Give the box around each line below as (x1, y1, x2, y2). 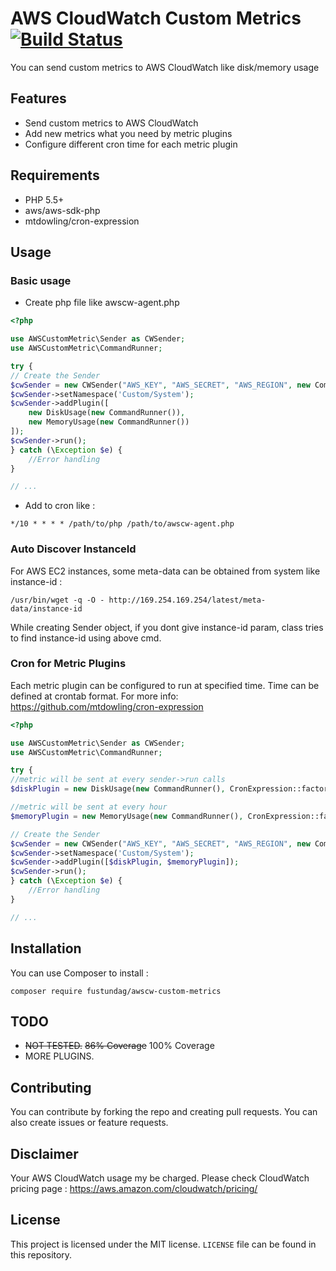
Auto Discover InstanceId (10, 542, 137, 556)
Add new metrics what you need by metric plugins (24, 127, 233, 139)
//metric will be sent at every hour (10, 802, 168, 812)
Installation (10, 940, 82, 957)
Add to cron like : (24, 500, 96, 512)
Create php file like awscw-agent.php (24, 297, 180, 309)
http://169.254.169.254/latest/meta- (108, 595, 267, 605)
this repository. (10, 1248, 73, 1261)
